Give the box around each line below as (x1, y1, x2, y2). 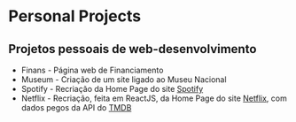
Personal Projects (8, 6, 142, 27)
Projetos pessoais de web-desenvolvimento (8, 42, 257, 57)
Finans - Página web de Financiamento (20, 65, 164, 75)
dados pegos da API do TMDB (20, 103, 132, 112)
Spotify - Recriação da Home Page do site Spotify (20, 84, 204, 94)
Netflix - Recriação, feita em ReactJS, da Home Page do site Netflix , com (20, 93, 287, 103)
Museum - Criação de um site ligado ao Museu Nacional (20, 74, 227, 85)
